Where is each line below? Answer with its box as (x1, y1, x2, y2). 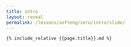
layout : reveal (6, 14, 44, 20)
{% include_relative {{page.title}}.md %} (6, 36, 112, 42)
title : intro (6, 8, 38, 15)
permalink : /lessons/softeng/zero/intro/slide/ (6, 19, 126, 25)
